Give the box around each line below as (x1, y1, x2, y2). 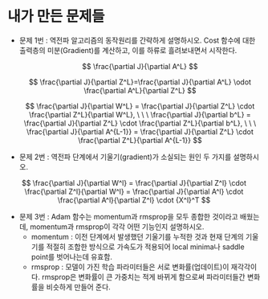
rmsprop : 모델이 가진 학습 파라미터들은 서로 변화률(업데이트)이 (30, 262, 229, 272)
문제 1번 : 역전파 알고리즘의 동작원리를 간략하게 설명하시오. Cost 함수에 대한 (18, 35, 256, 45)
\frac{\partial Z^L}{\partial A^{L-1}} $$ (78, 135, 202, 145)
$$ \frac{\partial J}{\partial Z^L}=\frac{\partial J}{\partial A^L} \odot (28, 77, 252, 87)
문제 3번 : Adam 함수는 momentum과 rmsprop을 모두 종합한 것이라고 (18, 211, 238, 221)
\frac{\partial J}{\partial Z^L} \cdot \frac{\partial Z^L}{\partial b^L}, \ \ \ (23, 118, 257, 128)
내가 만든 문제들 (7, 7, 105, 26)
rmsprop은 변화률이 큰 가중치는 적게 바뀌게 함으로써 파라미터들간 (42, 272, 246, 281)
